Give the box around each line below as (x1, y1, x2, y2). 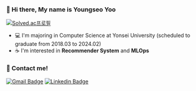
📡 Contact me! (6, 64, 49, 73)
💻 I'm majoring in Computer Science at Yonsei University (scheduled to (14, 32, 191, 39)
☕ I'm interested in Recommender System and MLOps (14, 47, 150, 54)
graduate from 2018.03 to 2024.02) (14, 40, 102, 48)
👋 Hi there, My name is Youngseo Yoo (6, 5, 116, 14)
